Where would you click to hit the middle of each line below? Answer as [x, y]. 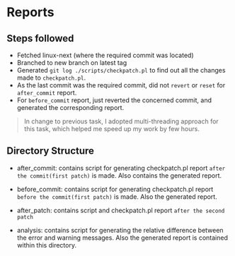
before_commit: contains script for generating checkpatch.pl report [115, 189]
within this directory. [47, 245]
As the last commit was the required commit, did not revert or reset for [121, 85]
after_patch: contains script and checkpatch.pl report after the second [121, 210]
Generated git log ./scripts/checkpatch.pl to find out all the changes [121, 70]
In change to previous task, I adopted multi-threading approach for [121, 121]
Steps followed [40, 38]
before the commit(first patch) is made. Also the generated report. [117, 196]
